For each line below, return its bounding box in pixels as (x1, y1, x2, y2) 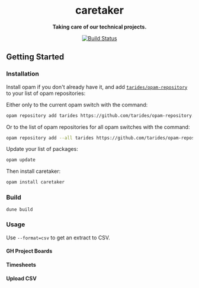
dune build (6, 207, 33, 213)
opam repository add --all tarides (6, 135, 94, 141)
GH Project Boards (6, 248, 53, 255)
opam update (6, 157, 36, 163)
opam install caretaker (6, 179, 65, 185)
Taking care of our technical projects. (52, 23, 147, 30)
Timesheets (6, 261, 37, 268)
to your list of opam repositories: (6, 90, 86, 97)
